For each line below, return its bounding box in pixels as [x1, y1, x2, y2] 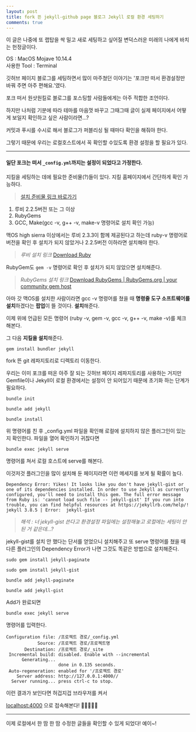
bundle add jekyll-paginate [6, 577, 75, 583]
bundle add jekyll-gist [6, 587, 64, 593]
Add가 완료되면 [6, 598, 41, 606]
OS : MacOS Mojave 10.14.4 [6, 55, 72, 62]
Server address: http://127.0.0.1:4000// [16, 673, 118, 679]
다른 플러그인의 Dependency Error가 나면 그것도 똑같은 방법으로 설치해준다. [6, 545, 180, 552]
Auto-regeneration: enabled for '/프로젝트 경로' [8, 668, 124, 674]
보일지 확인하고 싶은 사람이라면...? [12, 114, 89, 121]
